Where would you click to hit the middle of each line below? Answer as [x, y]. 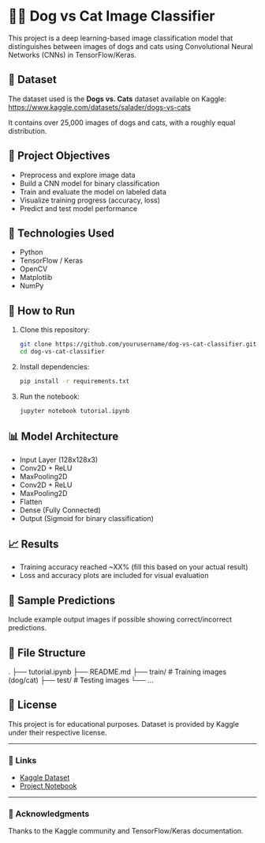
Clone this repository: [54, 330]
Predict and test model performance [78, 208]
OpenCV [34, 269]
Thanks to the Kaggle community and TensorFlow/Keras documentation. [126, 831]
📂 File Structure [47, 653]
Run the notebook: [50, 396]
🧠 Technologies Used [61, 233]
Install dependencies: [54, 366]
